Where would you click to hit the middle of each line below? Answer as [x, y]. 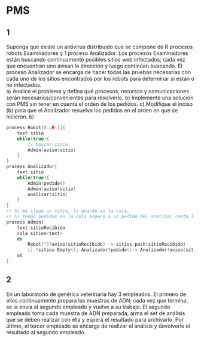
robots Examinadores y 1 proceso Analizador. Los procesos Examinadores [97, 53]
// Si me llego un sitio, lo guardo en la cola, [68, 211]
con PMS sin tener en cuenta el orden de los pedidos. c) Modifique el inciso [100, 104]
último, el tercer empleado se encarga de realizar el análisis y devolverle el [98, 326]
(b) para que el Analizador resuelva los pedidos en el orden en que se [92, 110]
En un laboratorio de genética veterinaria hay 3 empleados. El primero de [96, 294]
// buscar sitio [48, 144]
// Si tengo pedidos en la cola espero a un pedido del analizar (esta [97, 216]
